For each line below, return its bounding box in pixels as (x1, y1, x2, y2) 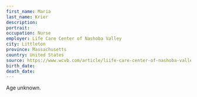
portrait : (6, 25, 30, 31)
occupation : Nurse (6, 30, 51, 36)
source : (6, 57, 25, 63)
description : (6, 19, 38, 25)
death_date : (6, 68, 35, 74)
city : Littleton (6, 41, 46, 47)
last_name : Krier (6, 14, 49, 20)
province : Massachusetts (6, 47, 67, 53)
